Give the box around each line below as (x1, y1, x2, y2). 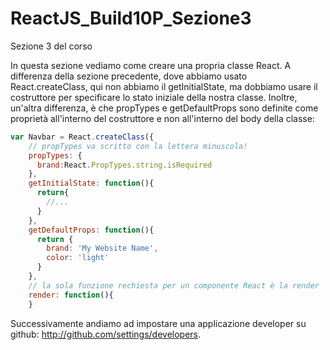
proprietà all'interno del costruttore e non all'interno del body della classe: (10, 112, 315, 124)
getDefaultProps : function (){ (28, 225, 155, 235)
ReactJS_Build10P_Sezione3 (10, 7, 252, 30)
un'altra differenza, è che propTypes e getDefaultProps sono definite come (10, 102, 319, 114)
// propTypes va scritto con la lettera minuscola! (28, 141, 248, 151)
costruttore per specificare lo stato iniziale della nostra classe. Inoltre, (10, 91, 298, 103)
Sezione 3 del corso (10, 40, 93, 52)
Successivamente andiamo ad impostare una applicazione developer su (10, 317, 307, 329)
